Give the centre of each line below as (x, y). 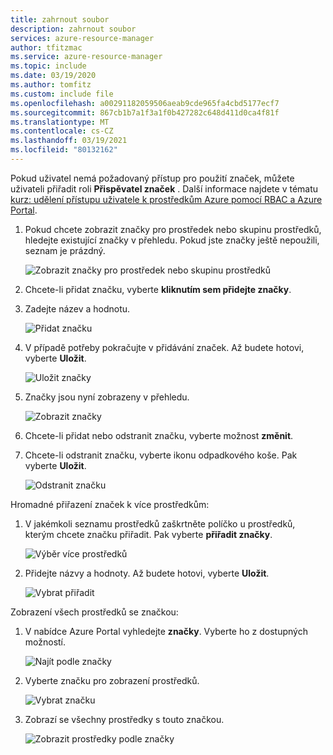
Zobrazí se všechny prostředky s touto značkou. (124, 719)
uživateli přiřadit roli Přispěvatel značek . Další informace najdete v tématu (164, 188)
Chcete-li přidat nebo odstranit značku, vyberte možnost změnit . (159, 435)
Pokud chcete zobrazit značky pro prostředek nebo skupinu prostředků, (173, 229)
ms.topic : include (48, 66)
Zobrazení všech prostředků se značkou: (94, 612)
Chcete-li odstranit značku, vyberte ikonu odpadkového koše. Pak (161, 455)
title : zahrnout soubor (60, 19)
